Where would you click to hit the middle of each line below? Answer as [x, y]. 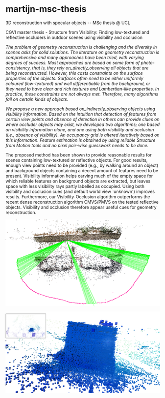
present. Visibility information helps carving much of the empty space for [79, 176]
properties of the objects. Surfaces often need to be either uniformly [74, 78]
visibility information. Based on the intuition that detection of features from [81, 114]
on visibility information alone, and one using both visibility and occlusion [80, 129]
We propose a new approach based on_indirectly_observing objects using [81, 109]
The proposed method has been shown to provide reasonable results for [79, 155]
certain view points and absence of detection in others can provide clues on [82, 119]
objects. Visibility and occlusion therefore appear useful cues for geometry [81, 207]
